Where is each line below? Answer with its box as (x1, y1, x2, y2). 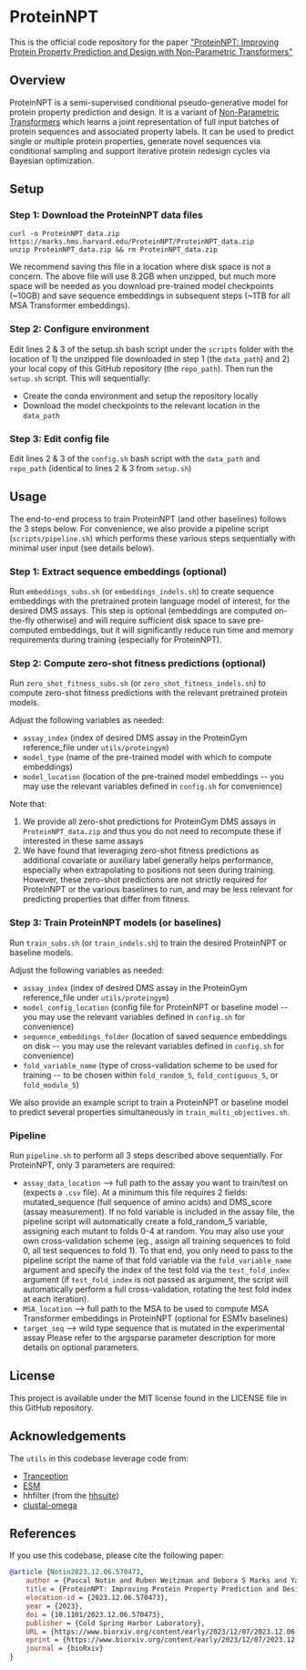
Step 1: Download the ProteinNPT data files (9, 209, 203, 222)
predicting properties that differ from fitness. (22, 893, 191, 904)
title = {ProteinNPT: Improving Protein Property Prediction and (25, 1584, 280, 1594)
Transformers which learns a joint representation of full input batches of (9, 116, 280, 127)
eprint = (25, 1635, 59, 1644)
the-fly (9, 615, 35, 626)
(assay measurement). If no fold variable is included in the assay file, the (22, 1206, 295, 1218)
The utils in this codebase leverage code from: (9, 1452, 189, 1464)
